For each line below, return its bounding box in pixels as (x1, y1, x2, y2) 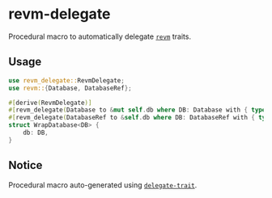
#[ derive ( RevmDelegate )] (8, 99, 92, 107)
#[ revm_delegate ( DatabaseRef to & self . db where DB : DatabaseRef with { (8, 114, 255, 122)
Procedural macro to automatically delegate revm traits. (8, 32, 192, 41)
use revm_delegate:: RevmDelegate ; (8, 76, 125, 85)
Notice (8, 158, 43, 172)
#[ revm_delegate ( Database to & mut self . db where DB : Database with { (8, 106, 249, 114)
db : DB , (23, 128, 49, 137)
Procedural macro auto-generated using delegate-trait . (8, 179, 198, 190)
